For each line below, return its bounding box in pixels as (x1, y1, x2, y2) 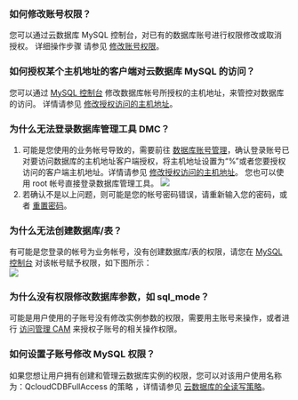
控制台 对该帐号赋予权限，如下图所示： (9, 258, 152, 268)
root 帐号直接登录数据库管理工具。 (32, 178, 159, 188)
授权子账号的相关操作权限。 (80, 324, 182, 334)
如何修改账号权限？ (9, 7, 92, 20)
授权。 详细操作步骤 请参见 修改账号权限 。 (9, 41, 165, 52)
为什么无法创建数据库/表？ (9, 224, 123, 236)
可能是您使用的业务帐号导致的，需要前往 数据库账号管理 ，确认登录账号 (21, 144, 282, 155)
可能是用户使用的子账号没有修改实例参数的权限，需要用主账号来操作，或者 (9, 313, 282, 324)
